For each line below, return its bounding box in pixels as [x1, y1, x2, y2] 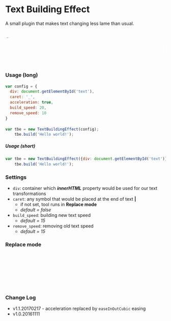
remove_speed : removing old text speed [12, 223, 94, 229]
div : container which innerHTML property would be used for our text [12, 185, 158, 191]
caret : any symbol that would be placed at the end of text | [12, 196, 136, 202]
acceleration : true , [10, 100, 53, 105]
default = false [20, 207, 51, 213]
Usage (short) [5, 143, 36, 149]
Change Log [5, 294, 36, 301]
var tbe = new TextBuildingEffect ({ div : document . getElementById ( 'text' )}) [5, 156, 169, 162]
